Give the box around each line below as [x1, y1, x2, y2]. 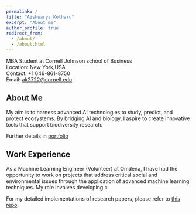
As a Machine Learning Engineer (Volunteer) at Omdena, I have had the [6, 165, 178, 172]
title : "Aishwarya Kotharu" [6, 14, 75, 20]
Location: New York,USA [6, 63, 66, 70]
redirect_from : [6, 30, 43, 36]
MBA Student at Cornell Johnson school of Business [6, 57, 133, 64]
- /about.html [11, 42, 46, 47]
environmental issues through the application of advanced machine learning [6, 177, 190, 185]
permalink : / [6, 8, 38, 15]
